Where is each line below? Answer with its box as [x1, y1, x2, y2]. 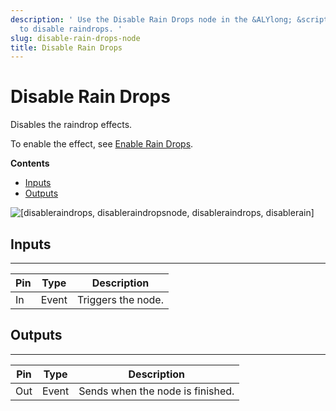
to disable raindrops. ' [19, 24, 123, 34]
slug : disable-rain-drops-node [10, 33, 141, 43]
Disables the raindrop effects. [10, 119, 133, 131]
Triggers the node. [76, 293, 164, 306]
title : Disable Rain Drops [10, 42, 123, 53]
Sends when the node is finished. [78, 384, 235, 398]
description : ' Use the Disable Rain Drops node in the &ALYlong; [10, 14, 293, 25]
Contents [10, 157, 50, 170]
